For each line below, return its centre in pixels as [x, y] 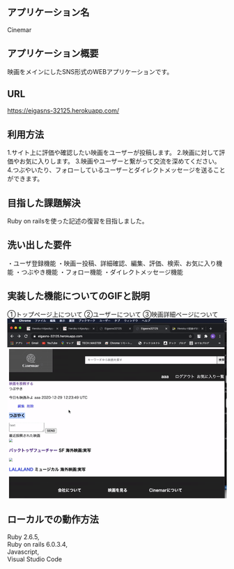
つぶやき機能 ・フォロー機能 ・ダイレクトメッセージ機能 [102, 272]
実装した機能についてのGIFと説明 [79, 296]
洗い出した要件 [39, 245]
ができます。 [25, 179]
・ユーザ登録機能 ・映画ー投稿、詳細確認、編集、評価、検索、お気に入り [112, 263]
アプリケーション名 [48, 13]
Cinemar [19, 29]
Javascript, [23, 552]
